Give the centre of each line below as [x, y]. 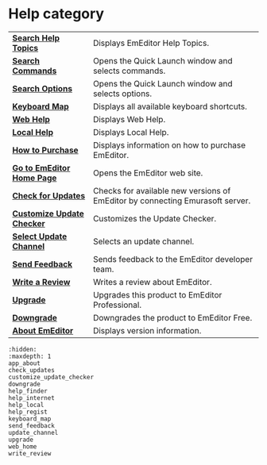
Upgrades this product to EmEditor [157, 294]
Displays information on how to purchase [169, 145]
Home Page [35, 178]
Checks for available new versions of [162, 190]
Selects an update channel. [143, 241]
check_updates [32, 370]
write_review [30, 453]
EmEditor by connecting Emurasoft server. [172, 201]
